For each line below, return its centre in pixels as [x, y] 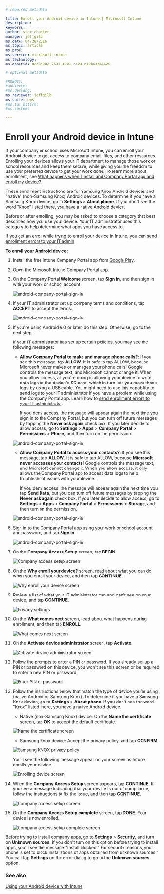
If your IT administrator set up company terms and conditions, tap [79, 303]
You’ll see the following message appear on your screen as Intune [79, 760]
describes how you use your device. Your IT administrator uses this [73, 222]
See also [16, 876]
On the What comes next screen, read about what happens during [80, 619]
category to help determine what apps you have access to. [65, 227]
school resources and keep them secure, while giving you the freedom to [79, 166]
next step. [23, 333]
